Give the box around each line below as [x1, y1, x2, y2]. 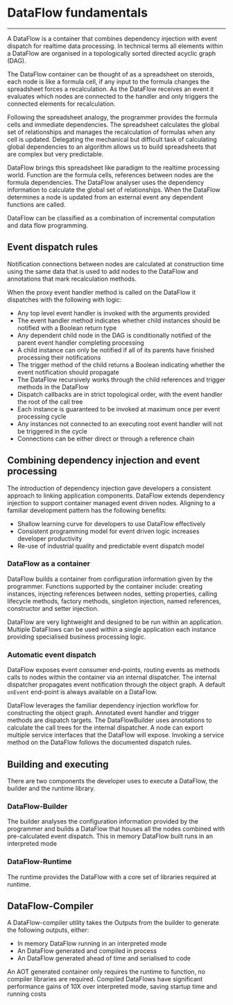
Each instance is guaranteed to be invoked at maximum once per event [17, 405, 221, 413]
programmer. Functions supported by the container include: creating [7, 582, 203, 590]
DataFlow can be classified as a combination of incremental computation [7, 213, 216, 222]
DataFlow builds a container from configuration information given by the [7, 575, 213, 583]
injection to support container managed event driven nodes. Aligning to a [7, 498, 216, 507]
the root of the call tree [17, 398, 83, 406]
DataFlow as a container [7, 559, 90, 569]
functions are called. [7, 200, 66, 209]
